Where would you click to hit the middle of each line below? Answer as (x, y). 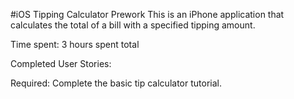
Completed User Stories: (61, 63)
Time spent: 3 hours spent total (75, 44)
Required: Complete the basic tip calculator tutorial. (116, 83)
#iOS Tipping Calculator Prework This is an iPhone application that (147, 14)
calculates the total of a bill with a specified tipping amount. (133, 25)
